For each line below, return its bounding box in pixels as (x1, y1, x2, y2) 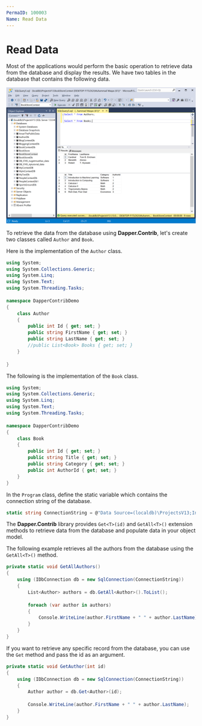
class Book (17, 436, 44, 442)
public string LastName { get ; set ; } (28, 336, 125, 342)
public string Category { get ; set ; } (28, 461, 125, 467)
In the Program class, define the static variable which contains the (6, 491, 168, 498)
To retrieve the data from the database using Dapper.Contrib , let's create (6, 229, 188, 236)
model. (6, 533, 23, 540)
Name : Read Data (6, 16, 47, 22)
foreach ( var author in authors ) (28, 602, 112, 608)
